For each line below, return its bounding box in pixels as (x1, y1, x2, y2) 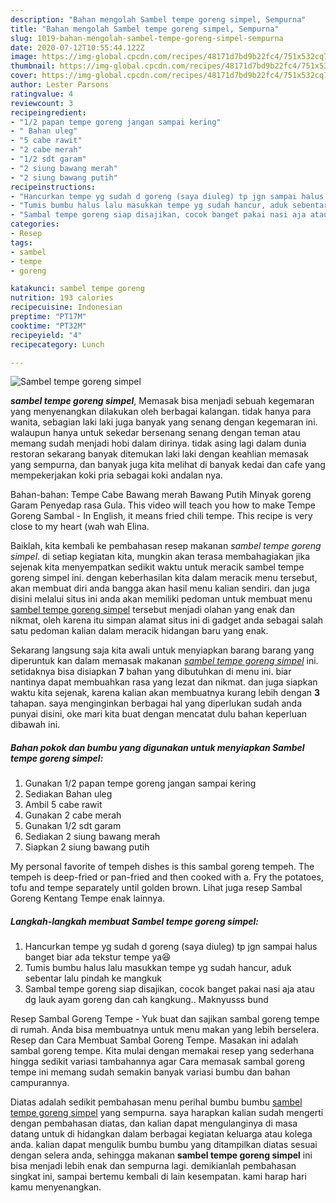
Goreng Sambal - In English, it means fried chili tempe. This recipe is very (10, 510, 313, 522)
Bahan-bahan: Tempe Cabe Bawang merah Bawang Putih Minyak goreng (10, 489, 312, 501)
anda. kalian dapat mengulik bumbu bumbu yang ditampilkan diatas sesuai (10, 1139, 318, 1151)
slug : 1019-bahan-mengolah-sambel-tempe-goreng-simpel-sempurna (10, 33, 284, 43)
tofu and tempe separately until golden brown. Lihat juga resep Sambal (10, 882, 303, 894)
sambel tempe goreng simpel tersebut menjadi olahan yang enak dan (10, 604, 295, 616)
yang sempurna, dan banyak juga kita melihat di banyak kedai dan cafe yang (10, 459, 326, 471)
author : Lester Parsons (10, 80, 110, 90)
